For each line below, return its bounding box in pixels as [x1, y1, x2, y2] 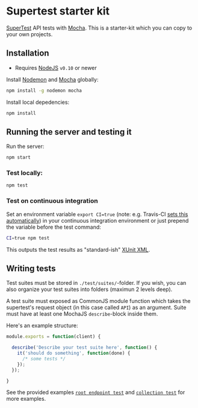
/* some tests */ [22, 355, 66, 362]
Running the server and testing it [6, 127, 132, 137]
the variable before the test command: [6, 223, 101, 231]
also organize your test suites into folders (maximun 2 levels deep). [6, 285, 173, 293]
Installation [6, 48, 49, 59]
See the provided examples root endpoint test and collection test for [6, 389, 185, 396]
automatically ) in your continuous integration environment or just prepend [6, 217, 189, 224]
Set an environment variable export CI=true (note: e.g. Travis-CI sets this [6, 210, 188, 218]
